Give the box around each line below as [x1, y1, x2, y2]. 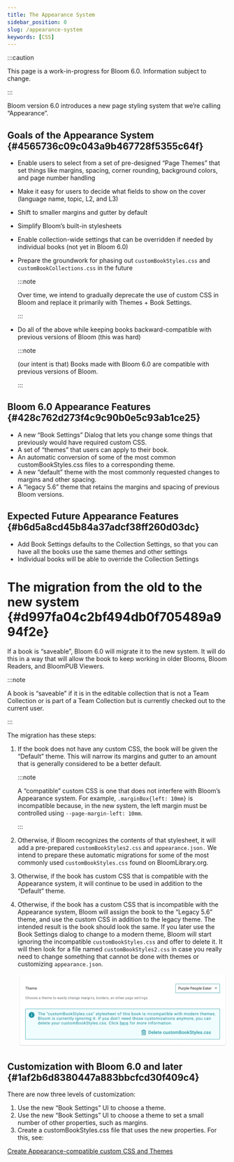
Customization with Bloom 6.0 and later [7, 1061, 183, 1073]
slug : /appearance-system [7, 26, 82, 33]
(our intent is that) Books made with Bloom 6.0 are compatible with [17, 360, 210, 369]
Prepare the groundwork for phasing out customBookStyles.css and [17, 256, 211, 265]
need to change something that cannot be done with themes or [17, 952, 199, 961]
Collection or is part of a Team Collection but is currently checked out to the [7, 696, 226, 704]
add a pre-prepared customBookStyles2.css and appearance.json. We [17, 843, 217, 851]
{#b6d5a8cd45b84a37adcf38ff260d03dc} [7, 521, 200, 533]
